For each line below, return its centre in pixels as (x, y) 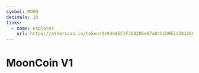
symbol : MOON (22, 12)
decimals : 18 (22, 17)
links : (14, 23)
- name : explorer (33, 28)
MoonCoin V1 (40, 63)
